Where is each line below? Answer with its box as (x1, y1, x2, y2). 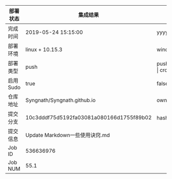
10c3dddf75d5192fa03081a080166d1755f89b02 (25, 114, 152, 121)
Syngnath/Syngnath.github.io (25, 97, 96, 104)
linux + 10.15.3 (25, 46, 62, 53)
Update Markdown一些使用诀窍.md (25, 132, 110, 138)
